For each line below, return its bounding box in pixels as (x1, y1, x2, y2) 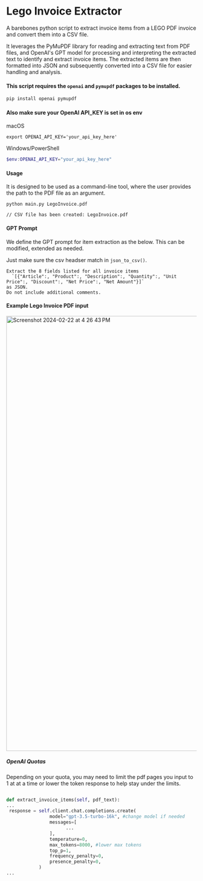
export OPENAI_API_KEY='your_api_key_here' (6, 134, 118, 140)
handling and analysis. (6, 68, 62, 75)
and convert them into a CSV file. (6, 30, 89, 38)
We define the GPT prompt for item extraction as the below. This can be (6, 238, 185, 245)
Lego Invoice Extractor (6, 4, 122, 18)
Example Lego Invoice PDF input (6, 302, 89, 309)
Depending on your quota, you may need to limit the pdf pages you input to (6, 773, 193, 780)
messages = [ (49, 819, 77, 826)
